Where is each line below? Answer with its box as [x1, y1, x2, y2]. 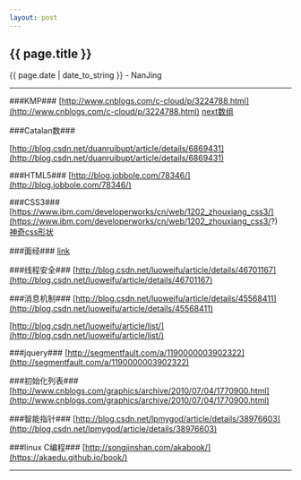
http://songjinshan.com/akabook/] [84, 442, 211, 453]
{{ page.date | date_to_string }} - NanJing [9, 70, 163, 81]
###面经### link [9, 245, 70, 256]
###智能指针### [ [9, 414, 76, 424]
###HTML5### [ [9, 170, 72, 181]
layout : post [9, 13, 58, 22]
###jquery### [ [9, 347, 69, 358]
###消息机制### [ [9, 293, 76, 304]
